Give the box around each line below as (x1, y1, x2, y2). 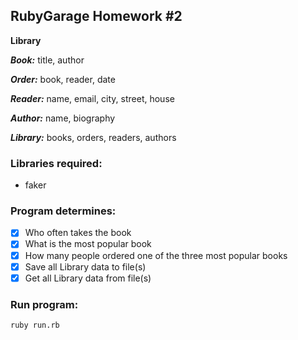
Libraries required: (10, 156, 103, 170)
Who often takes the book (24, 227, 132, 239)
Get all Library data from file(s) (24, 272, 152, 284)
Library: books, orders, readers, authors (10, 131, 177, 143)
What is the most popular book (24, 238, 152, 250)
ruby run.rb (10, 320, 60, 331)
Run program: (10, 297, 79, 311)
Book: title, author (10, 54, 85, 66)
